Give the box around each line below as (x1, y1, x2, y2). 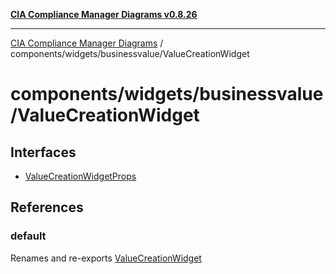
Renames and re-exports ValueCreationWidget (10, 252, 202, 264)
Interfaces (10, 144, 77, 161)
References (10, 199, 84, 216)
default (10, 229, 47, 243)
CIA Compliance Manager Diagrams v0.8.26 (10, 9, 198, 20)
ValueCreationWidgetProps (24, 170, 137, 182)
